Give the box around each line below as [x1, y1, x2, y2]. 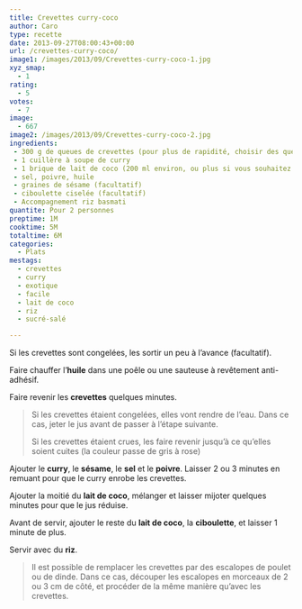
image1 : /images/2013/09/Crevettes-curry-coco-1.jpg [9, 55, 211, 64]
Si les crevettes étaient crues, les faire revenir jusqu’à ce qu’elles [31, 436, 271, 447]
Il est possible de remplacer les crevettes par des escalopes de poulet [31, 562, 291, 573]
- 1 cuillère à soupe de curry [13, 155, 130, 165]
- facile [17, 289, 50, 298]
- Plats [17, 248, 47, 257]
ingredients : [9, 139, 58, 148]
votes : [9, 96, 34, 106]
